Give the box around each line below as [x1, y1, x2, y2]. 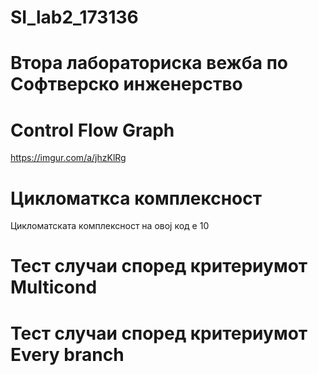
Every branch [10, 343, 125, 366]
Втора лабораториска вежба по [10, 52, 288, 75]
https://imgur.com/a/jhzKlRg [10, 152, 127, 164]
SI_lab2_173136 [10, 6, 139, 29]
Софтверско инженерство [10, 73, 243, 96]
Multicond [10, 276, 98, 299]
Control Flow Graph [10, 119, 175, 141]
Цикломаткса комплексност [10, 187, 262, 210]
